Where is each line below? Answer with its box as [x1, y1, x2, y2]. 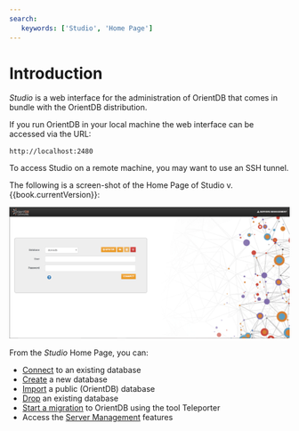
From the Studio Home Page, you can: [9, 347, 149, 358]
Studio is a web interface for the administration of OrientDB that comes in [9, 93, 279, 103]
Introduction [9, 63, 103, 84]
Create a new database [21, 374, 109, 385]
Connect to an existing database [21, 365, 141, 376]
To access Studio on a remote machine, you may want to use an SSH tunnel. [9, 163, 289, 174]
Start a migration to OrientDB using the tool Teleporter [21, 403, 221, 413]
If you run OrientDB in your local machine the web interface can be [9, 119, 255, 130]
